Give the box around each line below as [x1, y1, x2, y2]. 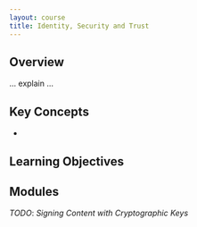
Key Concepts [9, 104, 89, 119]
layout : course [9, 13, 66, 22]
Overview [9, 55, 65, 70]
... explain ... [9, 78, 54, 89]
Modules [9, 184, 60, 199]
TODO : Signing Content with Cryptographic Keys [9, 207, 189, 219]
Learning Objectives [9, 154, 125, 169]
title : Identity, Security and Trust [9, 21, 150, 30]
